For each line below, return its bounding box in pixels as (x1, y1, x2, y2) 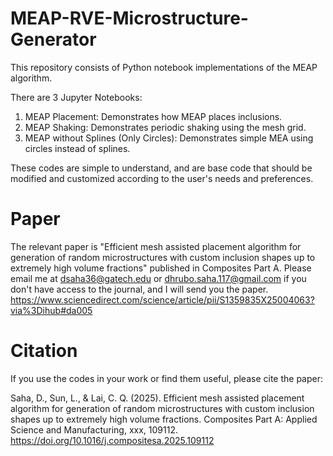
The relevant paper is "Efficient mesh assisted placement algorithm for (10, 240, 302, 252)
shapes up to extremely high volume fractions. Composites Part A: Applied (10, 413, 318, 425)
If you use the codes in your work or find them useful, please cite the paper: (10, 372, 323, 384)
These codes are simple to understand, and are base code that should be (10, 162, 313, 174)
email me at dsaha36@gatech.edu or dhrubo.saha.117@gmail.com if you (10, 272, 307, 284)
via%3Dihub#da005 (10, 304, 93, 316)
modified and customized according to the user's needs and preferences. (10, 172, 314, 184)
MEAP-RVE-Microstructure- (10, 7, 249, 30)
